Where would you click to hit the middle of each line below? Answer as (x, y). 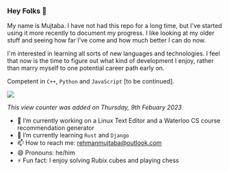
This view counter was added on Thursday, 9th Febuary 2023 (95, 107)
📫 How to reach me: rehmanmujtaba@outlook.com (89, 143)
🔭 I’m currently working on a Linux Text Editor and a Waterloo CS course (119, 121)
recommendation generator (55, 128)
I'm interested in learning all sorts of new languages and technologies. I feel (113, 53)
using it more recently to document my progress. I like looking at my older (111, 33)
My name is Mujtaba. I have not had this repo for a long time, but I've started (114, 26)
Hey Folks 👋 (27, 11)
